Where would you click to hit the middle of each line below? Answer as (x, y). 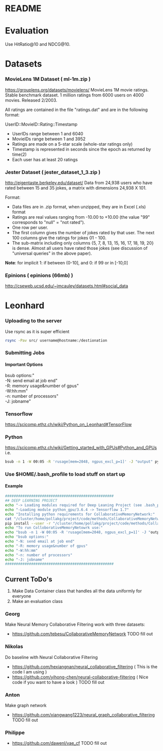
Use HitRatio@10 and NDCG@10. (38, 44)
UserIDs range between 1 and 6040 (48, 133)
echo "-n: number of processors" (39, 555)
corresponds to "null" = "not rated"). (49, 222)
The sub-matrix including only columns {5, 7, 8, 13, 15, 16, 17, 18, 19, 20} (83, 243)
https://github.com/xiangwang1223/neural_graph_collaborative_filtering (83, 714)
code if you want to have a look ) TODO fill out (58, 682)
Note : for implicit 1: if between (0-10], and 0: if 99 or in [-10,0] (67, 263)
